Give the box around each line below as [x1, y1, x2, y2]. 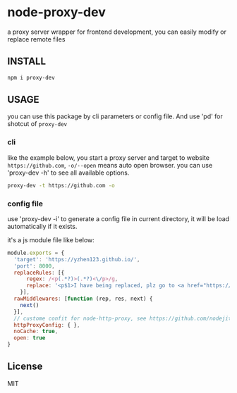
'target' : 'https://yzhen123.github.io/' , [13, 256, 140, 263]
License [7, 361, 43, 373]
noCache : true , [13, 328, 59, 335]
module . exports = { [7, 249, 65, 256]
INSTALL [7, 56, 47, 68]
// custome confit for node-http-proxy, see [13, 315, 147, 322]
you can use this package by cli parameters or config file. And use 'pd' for [7, 112, 224, 120]
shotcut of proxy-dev [7, 120, 68, 128]
